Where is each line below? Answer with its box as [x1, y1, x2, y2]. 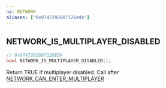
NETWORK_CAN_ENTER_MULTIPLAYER [6, 75, 104, 83]
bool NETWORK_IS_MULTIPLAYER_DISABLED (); [6, 58, 111, 64]
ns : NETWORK [6, 8, 36, 15]
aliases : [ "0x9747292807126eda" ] [6, 14, 90, 20]
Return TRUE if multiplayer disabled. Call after [6, 69, 119, 76]
